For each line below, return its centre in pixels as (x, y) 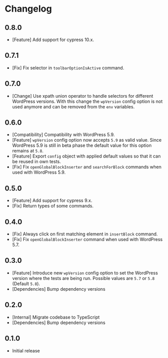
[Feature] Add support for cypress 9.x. (52, 201)
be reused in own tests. (36, 162)
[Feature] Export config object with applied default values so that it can (86, 156)
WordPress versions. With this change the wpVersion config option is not (87, 101)
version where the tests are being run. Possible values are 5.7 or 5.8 (83, 278)
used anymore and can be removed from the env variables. (73, 106)
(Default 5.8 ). (26, 284)
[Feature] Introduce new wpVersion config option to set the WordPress (85, 273)
